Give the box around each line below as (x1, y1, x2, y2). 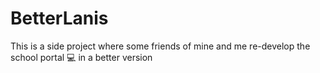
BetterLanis (10, 7, 109, 30)
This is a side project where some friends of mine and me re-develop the (10, 40, 311, 52)
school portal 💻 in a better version (10, 51, 153, 63)
